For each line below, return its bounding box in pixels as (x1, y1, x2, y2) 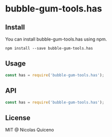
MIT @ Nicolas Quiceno (5, 127, 54, 133)
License (5, 113, 31, 122)
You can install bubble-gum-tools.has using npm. (5, 36, 107, 42)
